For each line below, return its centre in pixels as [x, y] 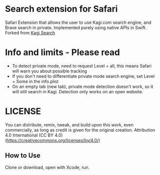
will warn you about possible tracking [50, 71]
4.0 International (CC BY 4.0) [34, 135]
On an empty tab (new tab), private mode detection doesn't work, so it [82, 87]
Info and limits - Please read [62, 52]
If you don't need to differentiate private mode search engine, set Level [83, 76]
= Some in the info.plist [35, 81]
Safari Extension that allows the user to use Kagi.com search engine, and [78, 22]
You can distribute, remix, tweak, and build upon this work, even [69, 124]
